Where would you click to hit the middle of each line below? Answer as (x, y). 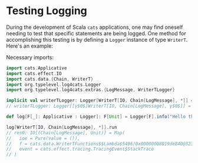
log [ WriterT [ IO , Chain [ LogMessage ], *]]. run (62, 127)
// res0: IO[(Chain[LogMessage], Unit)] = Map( (66, 133)
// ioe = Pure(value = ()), (43, 138)
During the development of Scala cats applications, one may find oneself (95, 27)
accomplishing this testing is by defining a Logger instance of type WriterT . (97, 39)
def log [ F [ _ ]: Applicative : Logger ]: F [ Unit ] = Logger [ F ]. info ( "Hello (96, 117)
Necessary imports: (30, 57)
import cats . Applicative (37, 68)
